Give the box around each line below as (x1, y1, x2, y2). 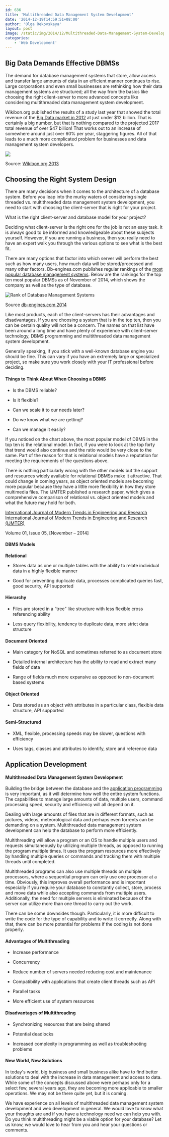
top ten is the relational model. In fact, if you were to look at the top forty (5, 441, 155, 448)
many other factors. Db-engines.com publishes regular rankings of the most (5, 266, 163, 272)
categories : (5, 36, 30, 41)
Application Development (5, 760, 87, 768)
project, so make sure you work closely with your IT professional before (5, 359, 154, 365)
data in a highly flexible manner (12, 568, 78, 574)
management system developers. (5, 141, 74, 147)
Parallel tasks (12, 988, 40, 995)
